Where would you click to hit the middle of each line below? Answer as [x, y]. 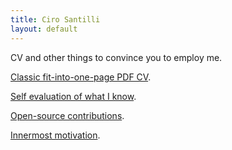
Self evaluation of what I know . [73, 96]
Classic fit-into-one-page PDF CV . [81, 77]
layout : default [44, 29]
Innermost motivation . [55, 135]
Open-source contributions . [67, 115]
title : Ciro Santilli [55, 19]
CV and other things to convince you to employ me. [116, 57]
